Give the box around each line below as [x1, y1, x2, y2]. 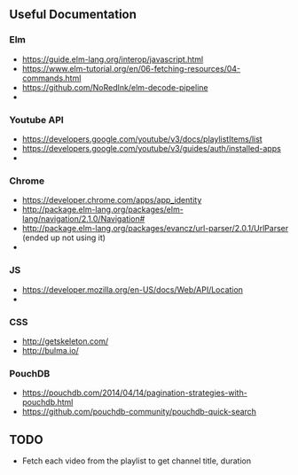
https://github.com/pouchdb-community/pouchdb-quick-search [21, 407, 257, 417]
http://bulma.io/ [21, 345, 80, 355]
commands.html [21, 73, 82, 83]
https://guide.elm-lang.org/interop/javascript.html [21, 53, 204, 65]
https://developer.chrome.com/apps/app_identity [21, 195, 202, 206]
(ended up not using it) [21, 232, 106, 243]
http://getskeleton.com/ [21, 336, 109, 347]
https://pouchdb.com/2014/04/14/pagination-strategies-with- [21, 387, 248, 398]
